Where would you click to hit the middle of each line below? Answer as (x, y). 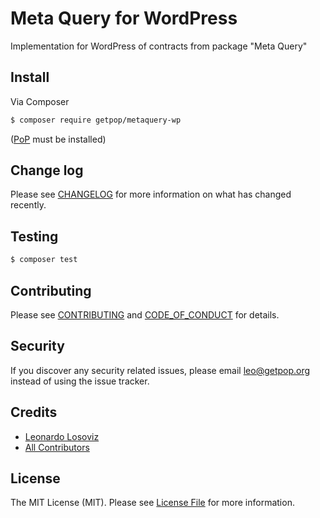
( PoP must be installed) (58, 139)
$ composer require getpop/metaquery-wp (96, 120)
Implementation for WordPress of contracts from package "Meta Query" (159, 46)
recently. (28, 205)
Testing (34, 236)
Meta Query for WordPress (124, 18)
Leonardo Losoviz (62, 436)
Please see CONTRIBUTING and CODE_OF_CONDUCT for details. (145, 314)
